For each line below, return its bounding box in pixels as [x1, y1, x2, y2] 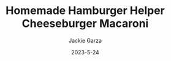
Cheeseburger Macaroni [21, 16, 149, 30]
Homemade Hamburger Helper [6, 4, 165, 18]
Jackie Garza [68, 37, 102, 44]
